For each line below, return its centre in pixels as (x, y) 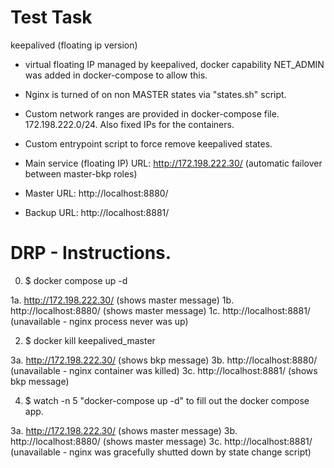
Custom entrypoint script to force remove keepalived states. (148, 143)
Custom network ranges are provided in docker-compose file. (152, 113)
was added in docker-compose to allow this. (116, 75)
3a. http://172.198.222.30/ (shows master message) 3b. (124, 430)
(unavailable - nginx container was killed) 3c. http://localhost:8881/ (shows (164, 370)
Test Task (51, 17)
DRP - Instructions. (91, 253)
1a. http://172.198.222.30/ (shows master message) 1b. (122, 300)
